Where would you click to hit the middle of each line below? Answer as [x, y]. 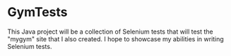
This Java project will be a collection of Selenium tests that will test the [110, 31]
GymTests [38, 12]
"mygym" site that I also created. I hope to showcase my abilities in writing [115, 38]
